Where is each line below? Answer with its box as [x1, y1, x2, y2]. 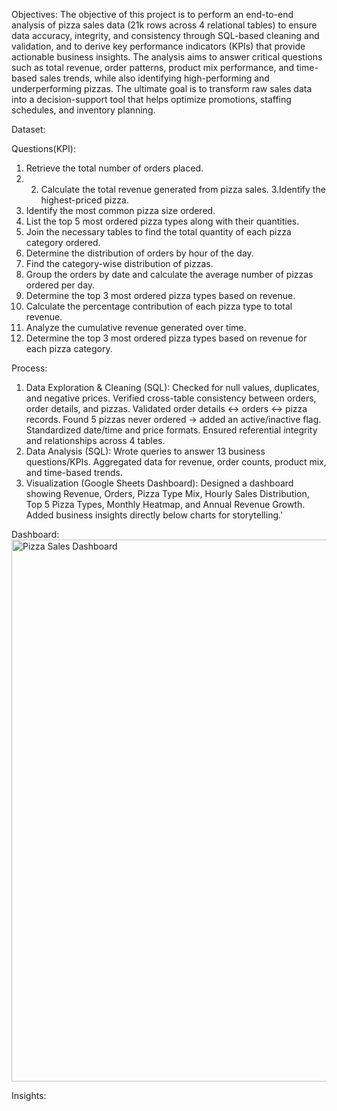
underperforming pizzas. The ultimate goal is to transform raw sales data [11, 83, 313, 94]
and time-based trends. [25, 467, 123, 478]
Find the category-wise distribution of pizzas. [25, 258, 214, 269]
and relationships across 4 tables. [25, 435, 166, 446]
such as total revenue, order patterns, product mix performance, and [11, 62, 295, 73]
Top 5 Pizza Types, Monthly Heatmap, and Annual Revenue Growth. [25, 499, 306, 510]
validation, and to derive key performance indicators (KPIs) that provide [11, 40, 306, 52]
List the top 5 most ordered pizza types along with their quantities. [25, 215, 300, 227]
